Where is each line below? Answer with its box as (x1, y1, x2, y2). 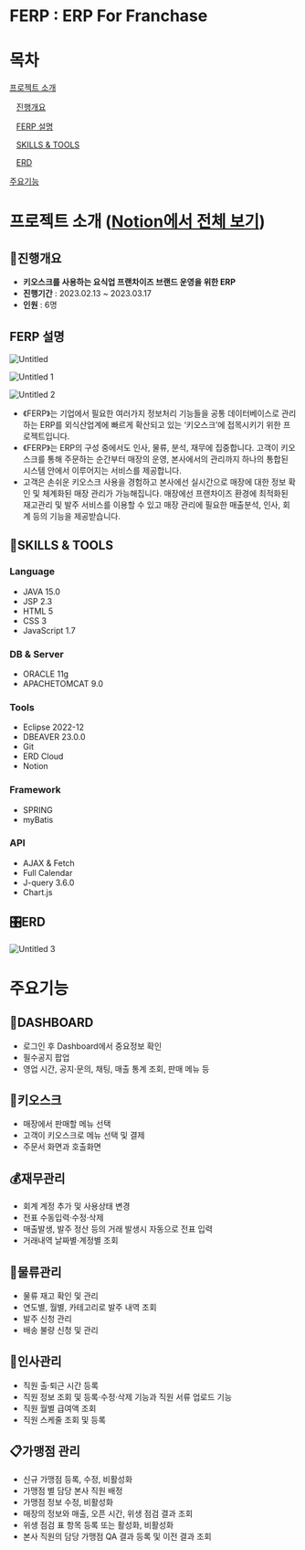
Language (9, 565, 56, 578)
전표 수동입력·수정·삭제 (22, 1213, 104, 1224)
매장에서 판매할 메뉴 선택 (22, 1118, 111, 1129)
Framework (9, 784, 61, 796)
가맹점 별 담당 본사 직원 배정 (22, 1485, 123, 1496)
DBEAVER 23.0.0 (22, 732, 86, 743)
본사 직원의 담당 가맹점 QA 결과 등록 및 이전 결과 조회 (22, 1531, 212, 1542)
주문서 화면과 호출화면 (22, 1141, 102, 1152)
